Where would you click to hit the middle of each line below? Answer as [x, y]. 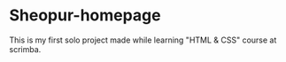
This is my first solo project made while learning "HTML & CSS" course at [143, 40]
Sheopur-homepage [85, 15]
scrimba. [25, 49]
